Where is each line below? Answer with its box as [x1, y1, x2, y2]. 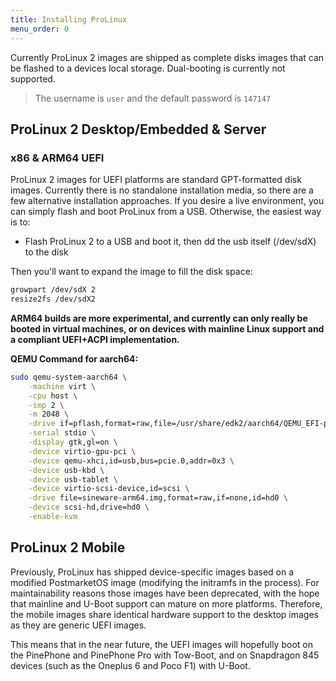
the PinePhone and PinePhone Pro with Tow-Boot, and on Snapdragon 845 [10, 649, 320, 661]
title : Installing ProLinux [10, 14, 128, 25]
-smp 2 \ [28, 400, 65, 410]
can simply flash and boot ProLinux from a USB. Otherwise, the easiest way [10, 206, 322, 218]
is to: [10, 216, 31, 228]
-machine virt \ [28, 381, 97, 391]
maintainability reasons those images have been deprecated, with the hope [10, 587, 320, 599]
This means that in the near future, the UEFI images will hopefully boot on [10, 638, 313, 650]
